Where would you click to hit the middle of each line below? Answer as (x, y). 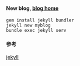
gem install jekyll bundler (40, 20)
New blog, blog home (32, 8)
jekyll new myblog (28, 25)
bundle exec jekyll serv (36, 31)
